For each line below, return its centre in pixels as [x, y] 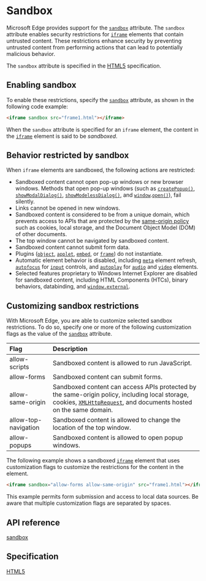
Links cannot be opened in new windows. [68, 208]
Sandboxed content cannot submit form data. [72, 247]
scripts [19, 367]
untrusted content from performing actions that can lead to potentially [94, 47]
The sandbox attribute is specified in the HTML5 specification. [84, 66]
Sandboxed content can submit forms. [108, 377]
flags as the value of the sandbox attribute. [59, 334]
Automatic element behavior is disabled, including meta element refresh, [106, 260]
